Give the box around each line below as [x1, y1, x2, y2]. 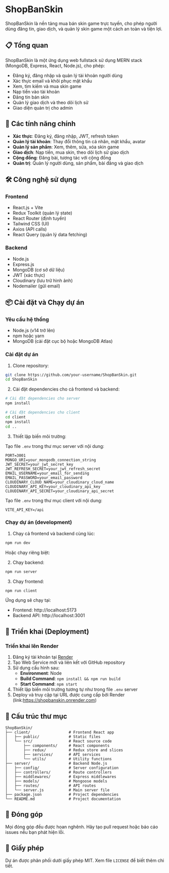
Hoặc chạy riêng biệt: [5, 549, 50, 556]
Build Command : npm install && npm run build [20, 675, 120, 682]
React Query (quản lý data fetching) [12, 232, 88, 238]
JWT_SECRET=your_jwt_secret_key [5, 462, 73, 467]
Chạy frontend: [12, 578, 45, 585]
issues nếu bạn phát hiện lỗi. [5, 829, 65, 835]
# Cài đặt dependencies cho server [5, 396, 80, 401]
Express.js [12, 261, 34, 267]
